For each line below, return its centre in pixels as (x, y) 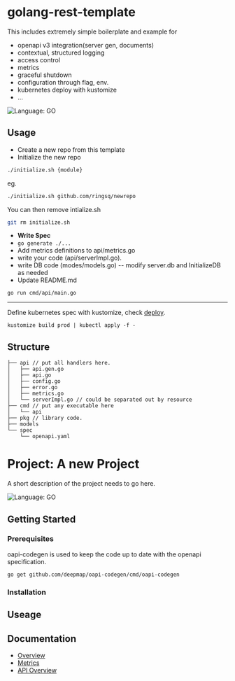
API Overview (37, 670)
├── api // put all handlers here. (59, 363)
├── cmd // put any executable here (60, 406)
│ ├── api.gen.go (36, 369)
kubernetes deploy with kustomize (67, 90)
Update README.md (47, 280)
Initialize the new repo (49, 157)
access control (39, 59)
